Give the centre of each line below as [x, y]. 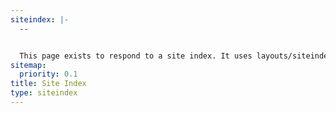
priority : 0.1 [48, 74]
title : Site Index [48, 84]
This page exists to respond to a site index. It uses [136, 56]
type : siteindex [44, 93]
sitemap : [28, 65]
